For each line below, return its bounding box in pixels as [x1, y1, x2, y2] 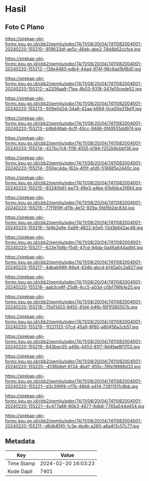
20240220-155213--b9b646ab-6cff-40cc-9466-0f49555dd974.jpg [5, 125, 142, 131]
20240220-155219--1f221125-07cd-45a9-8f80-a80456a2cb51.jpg [5, 324, 139, 330]
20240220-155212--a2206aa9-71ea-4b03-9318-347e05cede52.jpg [5, 86, 142, 91]
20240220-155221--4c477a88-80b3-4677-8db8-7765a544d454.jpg [5, 403, 145, 409]
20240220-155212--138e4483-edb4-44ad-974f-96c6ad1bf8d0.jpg [5, 66, 141, 72]
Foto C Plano [5, 23, 44, 31]
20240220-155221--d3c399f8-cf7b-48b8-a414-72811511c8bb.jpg [5, 383, 138, 389]
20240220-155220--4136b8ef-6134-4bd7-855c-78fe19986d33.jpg [5, 364, 141, 369]
